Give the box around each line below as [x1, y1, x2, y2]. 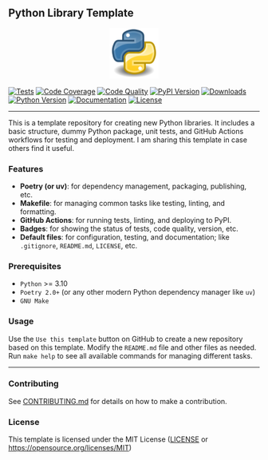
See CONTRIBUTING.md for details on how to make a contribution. [8, 396, 227, 406]
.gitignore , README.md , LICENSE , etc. [19, 240, 138, 250]
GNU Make [19, 297, 49, 306]
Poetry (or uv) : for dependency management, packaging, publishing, [19, 181, 247, 191]
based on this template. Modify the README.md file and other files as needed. [8, 343, 257, 352]
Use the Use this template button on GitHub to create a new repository [8, 334, 243, 343]
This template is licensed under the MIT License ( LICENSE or [8, 434, 209, 444]
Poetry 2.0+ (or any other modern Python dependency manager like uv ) [19, 287, 256, 297]
